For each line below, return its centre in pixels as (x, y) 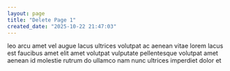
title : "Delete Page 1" (42, 20)
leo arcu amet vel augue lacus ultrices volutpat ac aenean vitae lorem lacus (115, 46)
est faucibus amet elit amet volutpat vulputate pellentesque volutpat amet (113, 53)
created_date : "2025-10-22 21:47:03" (62, 26)
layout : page (26, 13)
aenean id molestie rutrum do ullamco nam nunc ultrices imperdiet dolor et (114, 61)
